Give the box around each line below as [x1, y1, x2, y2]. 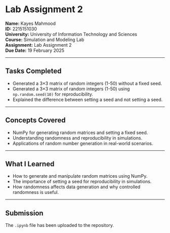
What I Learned [5, 159, 55, 168]
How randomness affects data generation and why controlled [12, 184, 141, 190]
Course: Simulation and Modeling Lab [5, 37, 84, 43]
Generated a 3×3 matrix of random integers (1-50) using [12, 85, 130, 92]
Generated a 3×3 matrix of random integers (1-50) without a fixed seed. [12, 80, 162, 86]
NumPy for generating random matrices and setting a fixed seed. [12, 129, 148, 136]
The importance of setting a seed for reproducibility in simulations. [12, 179, 152, 185]
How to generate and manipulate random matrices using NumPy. [12, 173, 148, 179]
